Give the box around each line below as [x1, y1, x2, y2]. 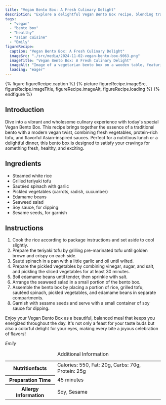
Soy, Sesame [57, 388, 88, 395]
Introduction [5, 106, 44, 114]
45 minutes [57, 376, 84, 383]
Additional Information [57, 350, 109, 357]
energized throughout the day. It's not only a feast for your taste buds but [5, 320, 155, 326]
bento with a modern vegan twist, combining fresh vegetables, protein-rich [5, 129, 158, 135]
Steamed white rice [12, 173, 52, 178]
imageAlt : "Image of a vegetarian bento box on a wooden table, [9, 62, 145, 67]
